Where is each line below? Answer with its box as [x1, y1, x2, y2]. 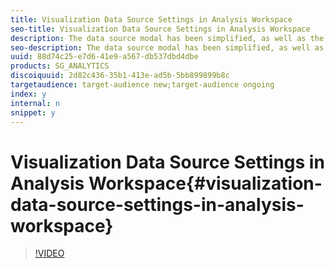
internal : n [10, 98, 60, 108]
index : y [10, 89, 47, 99]
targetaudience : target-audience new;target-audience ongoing [10, 80, 275, 90]
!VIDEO [34, 247, 65, 260]
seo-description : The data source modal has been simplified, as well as [10, 42, 325, 53]
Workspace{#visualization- [88, 172, 323, 195]
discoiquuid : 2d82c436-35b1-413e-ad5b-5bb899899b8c [10, 71, 230, 81]
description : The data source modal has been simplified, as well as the [10, 33, 325, 43]
